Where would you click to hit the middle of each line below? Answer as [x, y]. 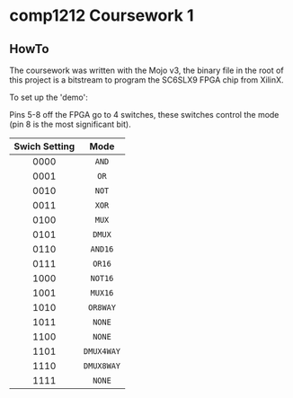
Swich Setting [44, 146]
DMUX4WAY [102, 351]
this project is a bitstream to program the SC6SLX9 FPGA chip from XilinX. [147, 80]
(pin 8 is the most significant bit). [71, 124]
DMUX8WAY [102, 366]
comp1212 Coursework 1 [102, 16]
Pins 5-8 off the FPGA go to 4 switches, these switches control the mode [144, 115]
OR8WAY [102, 308]
